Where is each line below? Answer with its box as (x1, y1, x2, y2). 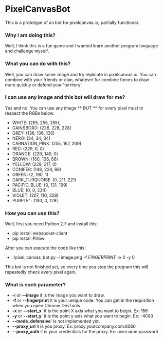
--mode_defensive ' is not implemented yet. (12, 318, 100, 324)
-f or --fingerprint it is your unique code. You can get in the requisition (12, 297, 154, 303)
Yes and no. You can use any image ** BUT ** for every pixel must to (5, 105, 144, 111)
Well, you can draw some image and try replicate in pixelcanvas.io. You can (5, 71, 157, 77)
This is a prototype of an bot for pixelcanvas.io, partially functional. (5, 20, 140, 25)
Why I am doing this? (5, 32, 56, 39)
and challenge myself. (5, 48, 49, 54)
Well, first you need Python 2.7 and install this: (5, 221, 98, 227)
